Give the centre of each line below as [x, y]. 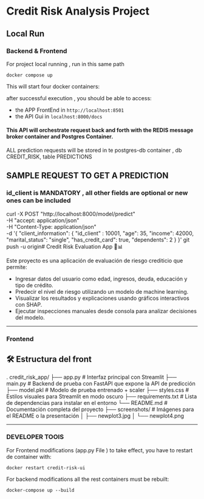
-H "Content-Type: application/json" [51, 226]
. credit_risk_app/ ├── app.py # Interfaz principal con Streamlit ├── [92, 377]
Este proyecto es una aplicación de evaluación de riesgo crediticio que [95, 260]
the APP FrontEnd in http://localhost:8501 [70, 110]
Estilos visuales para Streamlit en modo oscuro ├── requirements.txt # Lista [102, 396]
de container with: [29, 457]
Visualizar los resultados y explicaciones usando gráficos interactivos [102, 298]
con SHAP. [29, 304]
